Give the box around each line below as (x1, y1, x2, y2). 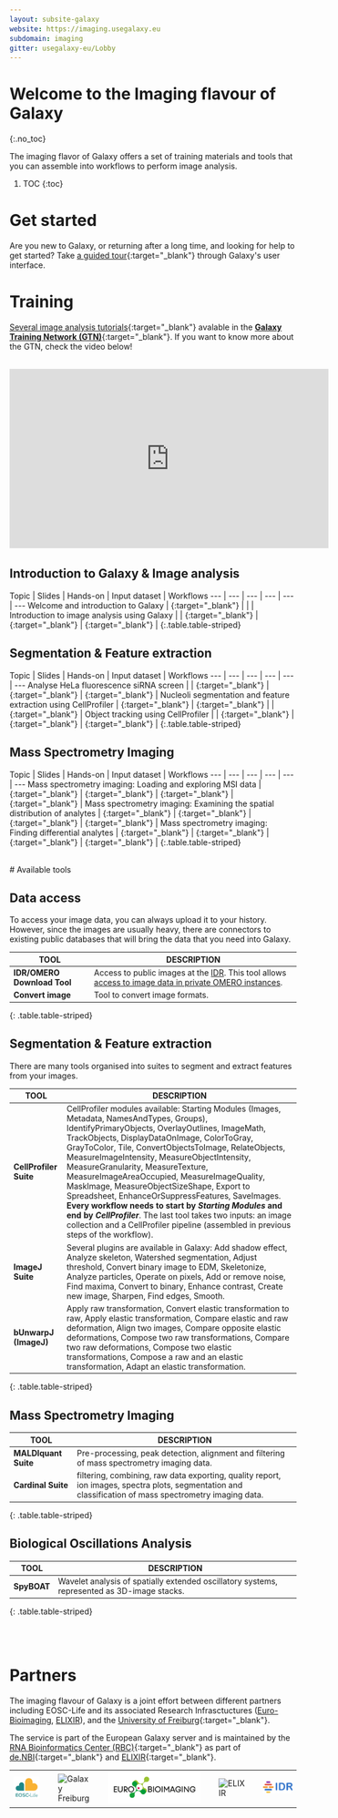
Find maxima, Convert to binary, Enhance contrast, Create (67, 1281, 284, 1292)
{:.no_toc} (9, 133, 46, 145)
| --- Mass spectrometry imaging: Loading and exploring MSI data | (9, 779, 261, 790)
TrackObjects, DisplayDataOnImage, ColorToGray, (67, 1132, 253, 1143)
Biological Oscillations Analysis (9, 1536, 192, 1552)
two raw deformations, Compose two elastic (67, 1342, 232, 1353)
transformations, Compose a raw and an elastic (67, 1351, 244, 1362)
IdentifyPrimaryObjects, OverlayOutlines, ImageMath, (67, 1123, 266, 1134)
